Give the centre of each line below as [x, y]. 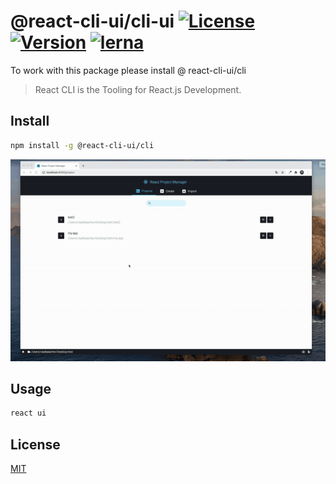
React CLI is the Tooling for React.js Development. [138, 89]
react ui [28, 413]
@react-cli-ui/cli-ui [92, 21]
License [35, 444]
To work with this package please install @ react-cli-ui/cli [128, 70]
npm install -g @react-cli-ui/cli [82, 145]
